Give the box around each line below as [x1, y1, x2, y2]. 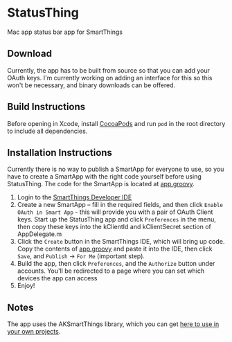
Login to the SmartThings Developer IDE [17, 193, 132, 201]
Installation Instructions [7, 147, 113, 159]
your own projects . [7, 327, 61, 336]
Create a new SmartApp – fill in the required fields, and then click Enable [17, 201, 224, 209]
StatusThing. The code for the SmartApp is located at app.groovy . [7, 180, 195, 188]
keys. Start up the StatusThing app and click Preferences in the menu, [17, 215, 216, 224]
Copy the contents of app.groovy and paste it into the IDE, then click [17, 244, 213, 253]
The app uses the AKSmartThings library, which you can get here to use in [7, 320, 220, 328]
